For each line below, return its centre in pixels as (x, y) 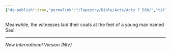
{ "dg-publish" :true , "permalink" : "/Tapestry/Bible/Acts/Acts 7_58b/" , (81, 10)
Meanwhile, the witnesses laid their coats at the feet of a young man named (85, 24)
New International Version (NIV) (39, 44)
